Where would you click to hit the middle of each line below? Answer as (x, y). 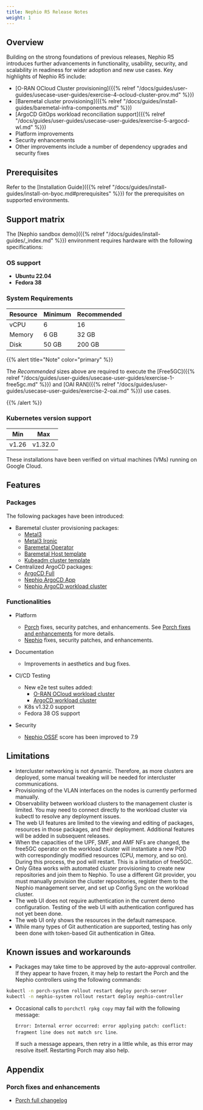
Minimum (57, 314)
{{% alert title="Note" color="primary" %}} (60, 359)
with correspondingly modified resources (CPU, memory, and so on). (101, 855)
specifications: (25, 247)
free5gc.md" (22, 384)
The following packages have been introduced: (65, 516)
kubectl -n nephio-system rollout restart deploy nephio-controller (95, 997)
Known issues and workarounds (69, 952)
